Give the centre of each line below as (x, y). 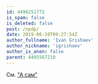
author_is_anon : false (35, 52)
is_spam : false (26, 18)
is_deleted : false (30, 23)
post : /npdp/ (23, 29)
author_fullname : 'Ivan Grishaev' (50, 40)
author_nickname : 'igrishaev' (45, 46)
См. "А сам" (22, 74)
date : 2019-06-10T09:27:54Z (42, 35)
